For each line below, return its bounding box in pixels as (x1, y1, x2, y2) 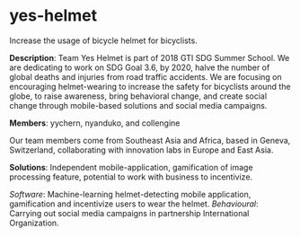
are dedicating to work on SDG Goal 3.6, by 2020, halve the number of (9, 62, 270, 73)
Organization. (9, 217, 60, 228)
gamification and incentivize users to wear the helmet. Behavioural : (9, 198, 259, 209)
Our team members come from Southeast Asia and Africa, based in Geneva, (9, 135, 291, 145)
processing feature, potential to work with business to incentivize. (9, 171, 253, 182)
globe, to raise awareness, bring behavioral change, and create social (9, 91, 268, 101)
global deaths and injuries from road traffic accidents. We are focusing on (9, 71, 282, 82)
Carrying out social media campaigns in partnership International (9, 207, 250, 218)
